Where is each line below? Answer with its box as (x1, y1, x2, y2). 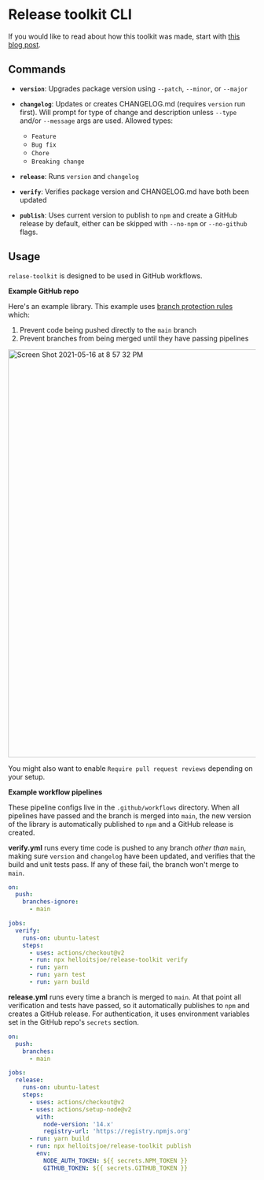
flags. (19, 227, 38, 236)
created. (8, 828, 35, 837)
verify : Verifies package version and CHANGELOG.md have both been (19, 187, 250, 196)
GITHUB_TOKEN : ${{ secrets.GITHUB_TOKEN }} (42, 1164, 189, 1172)
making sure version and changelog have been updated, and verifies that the (8, 851, 255, 861)
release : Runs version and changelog (19, 171, 139, 181)
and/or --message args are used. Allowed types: (19, 116, 174, 125)
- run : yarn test (28, 971, 86, 979)
